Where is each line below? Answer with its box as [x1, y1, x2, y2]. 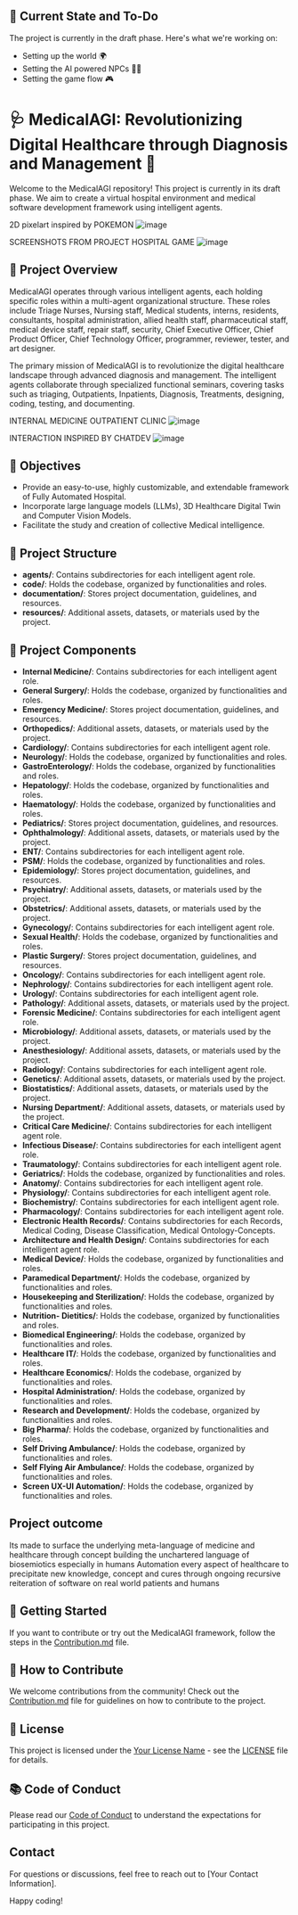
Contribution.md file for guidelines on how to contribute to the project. [9, 1696, 267, 1706]
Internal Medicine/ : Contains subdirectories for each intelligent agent [21, 666, 278, 677]
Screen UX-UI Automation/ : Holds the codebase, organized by [21, 1481, 254, 1492]
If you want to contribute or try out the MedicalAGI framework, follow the [9, 1627, 276, 1638]
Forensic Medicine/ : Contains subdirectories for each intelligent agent [21, 1007, 281, 1017]
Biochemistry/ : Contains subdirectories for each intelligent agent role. [21, 1196, 280, 1207]
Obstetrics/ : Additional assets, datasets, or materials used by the [21, 903, 262, 914]
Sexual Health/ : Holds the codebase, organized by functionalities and [21, 932, 278, 941]
